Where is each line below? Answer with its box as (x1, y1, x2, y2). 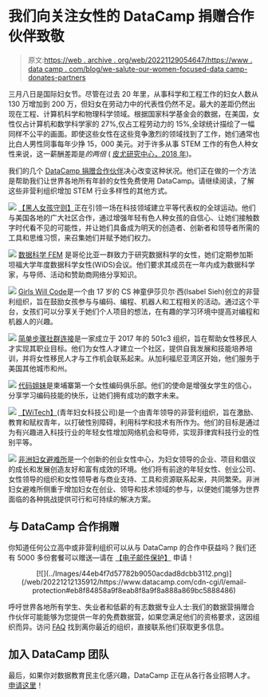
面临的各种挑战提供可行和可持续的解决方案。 (8, 494, 156, 504)
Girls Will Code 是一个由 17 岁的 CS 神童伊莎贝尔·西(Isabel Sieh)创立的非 (18, 287, 253, 296)
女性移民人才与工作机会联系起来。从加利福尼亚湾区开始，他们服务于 (35, 353, 260, 363)
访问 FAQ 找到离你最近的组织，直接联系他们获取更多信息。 (35, 622, 229, 632)
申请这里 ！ (8, 680, 44, 690)
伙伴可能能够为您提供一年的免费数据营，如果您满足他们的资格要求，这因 (14, 612, 253, 621)
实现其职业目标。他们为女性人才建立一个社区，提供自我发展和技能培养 (14, 343, 246, 353)
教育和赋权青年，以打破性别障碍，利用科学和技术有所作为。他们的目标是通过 (8, 417, 260, 427)
